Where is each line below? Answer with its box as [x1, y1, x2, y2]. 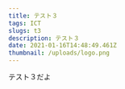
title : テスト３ [8, 11, 58, 20]
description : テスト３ [8, 34, 80, 42]
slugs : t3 [8, 26, 42, 34]
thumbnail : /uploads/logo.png [8, 49, 110, 57]
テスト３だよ [8, 72, 51, 81]
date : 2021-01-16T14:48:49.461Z [8, 42, 117, 50]
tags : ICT [8, 19, 42, 27]
